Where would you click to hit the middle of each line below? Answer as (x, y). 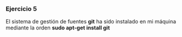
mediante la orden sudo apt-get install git (58, 28)
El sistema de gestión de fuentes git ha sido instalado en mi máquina (91, 22)
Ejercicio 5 (21, 9)
